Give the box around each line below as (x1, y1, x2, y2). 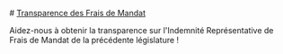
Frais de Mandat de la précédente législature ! (9, 35, 180, 45)
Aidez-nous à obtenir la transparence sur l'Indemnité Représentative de (9, 25, 274, 35)
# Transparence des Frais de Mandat (9, 8, 146, 18)
